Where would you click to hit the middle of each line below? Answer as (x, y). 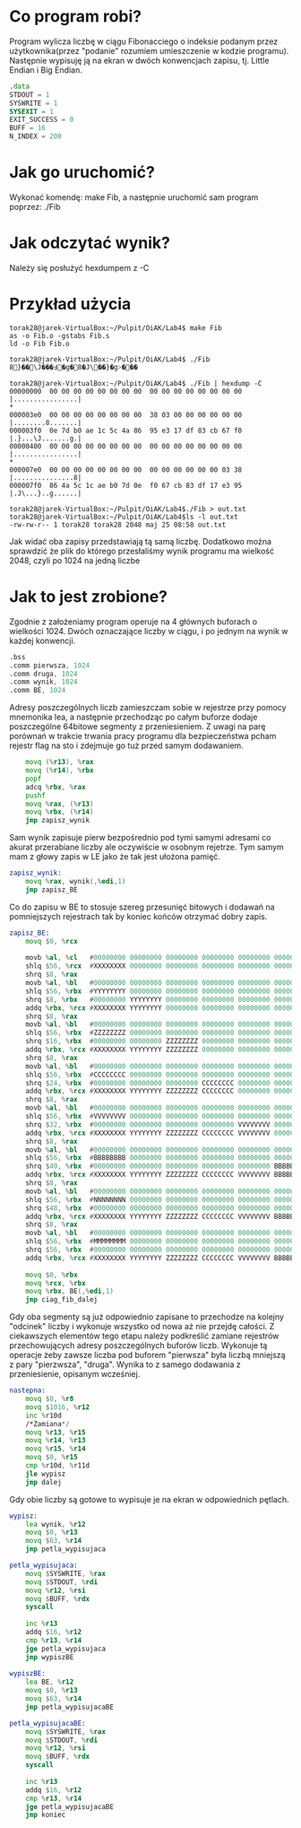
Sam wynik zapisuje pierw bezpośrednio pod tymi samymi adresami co (140, 838)
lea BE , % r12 (50, 1682)
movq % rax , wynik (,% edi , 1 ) (76, 882)
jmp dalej (44, 1482)
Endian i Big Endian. (46, 70)
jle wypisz (46, 1474)
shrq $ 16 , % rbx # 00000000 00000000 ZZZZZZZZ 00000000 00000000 (148, 1041)
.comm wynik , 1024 (43, 682)
